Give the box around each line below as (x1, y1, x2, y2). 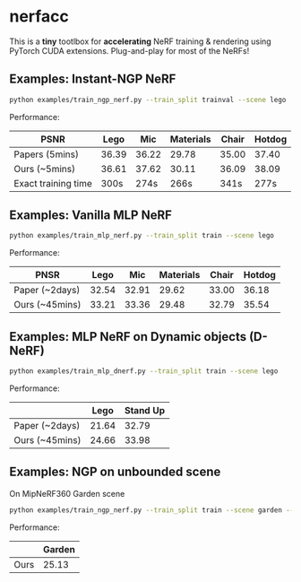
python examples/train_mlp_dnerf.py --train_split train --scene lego (9, 367, 279, 376)
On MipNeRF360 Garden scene (9, 488, 125, 499)
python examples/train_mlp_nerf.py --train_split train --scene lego (9, 231, 275, 240)
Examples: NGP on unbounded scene (9, 465, 221, 480)
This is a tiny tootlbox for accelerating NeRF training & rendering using (9, 36, 271, 47)
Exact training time (13, 177, 92, 189)
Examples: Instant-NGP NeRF (9, 72, 176, 87)
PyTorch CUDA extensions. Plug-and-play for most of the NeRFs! (9, 45, 250, 56)
